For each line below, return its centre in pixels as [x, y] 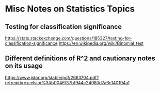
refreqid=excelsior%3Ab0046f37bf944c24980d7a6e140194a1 [67, 82]
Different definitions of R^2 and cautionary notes [80, 58]
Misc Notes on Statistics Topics [70, 9]
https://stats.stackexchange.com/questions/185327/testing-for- [69, 38]
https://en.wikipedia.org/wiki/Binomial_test [101, 43]
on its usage [24, 66]
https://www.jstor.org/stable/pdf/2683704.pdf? [52, 77]
